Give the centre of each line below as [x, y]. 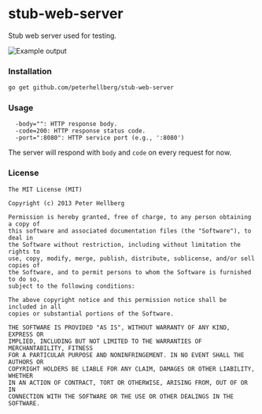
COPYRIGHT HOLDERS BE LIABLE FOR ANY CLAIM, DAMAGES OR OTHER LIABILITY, [132, 369]
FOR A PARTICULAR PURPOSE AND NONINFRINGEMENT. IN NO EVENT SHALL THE [126, 355]
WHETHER [21, 375]
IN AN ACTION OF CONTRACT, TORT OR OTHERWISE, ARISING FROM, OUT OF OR [128, 382]
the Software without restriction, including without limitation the [125, 244]
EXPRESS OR [26, 334]
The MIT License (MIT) [45, 189]
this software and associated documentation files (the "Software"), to [130, 231]
